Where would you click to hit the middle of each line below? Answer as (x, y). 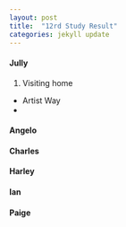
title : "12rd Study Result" (63, 26)
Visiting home (47, 83)
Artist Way (41, 100)
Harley (22, 171)
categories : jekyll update (59, 34)
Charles (25, 151)
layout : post (34, 17)
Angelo (23, 130)
